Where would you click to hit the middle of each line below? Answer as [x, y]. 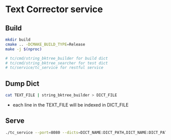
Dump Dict [22, 83]
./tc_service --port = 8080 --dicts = [43, 132]
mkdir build [18, 40]
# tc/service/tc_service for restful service [54, 68]
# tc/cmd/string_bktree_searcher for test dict [57, 63]
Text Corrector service [54, 9]
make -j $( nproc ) [24, 49]
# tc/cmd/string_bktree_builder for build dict [57, 58]
